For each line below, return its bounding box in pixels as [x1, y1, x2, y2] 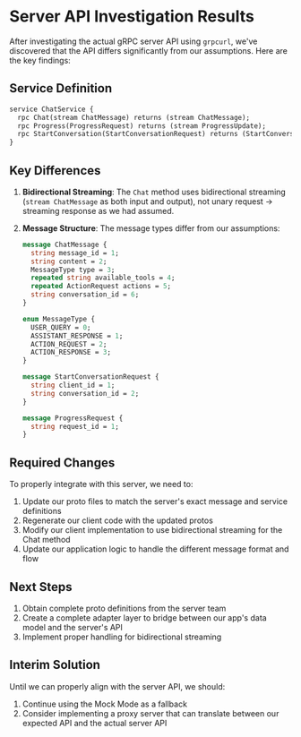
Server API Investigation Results [9, 6, 255, 27]
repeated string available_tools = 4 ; [30, 273, 176, 283]
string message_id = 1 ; [30, 248, 119, 257]
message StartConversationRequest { [21, 373, 159, 381]
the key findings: [9, 55, 72, 65]
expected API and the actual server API [21, 717, 168, 728]
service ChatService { [9, 105, 94, 114]
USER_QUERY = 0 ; [30, 322, 91, 332]
